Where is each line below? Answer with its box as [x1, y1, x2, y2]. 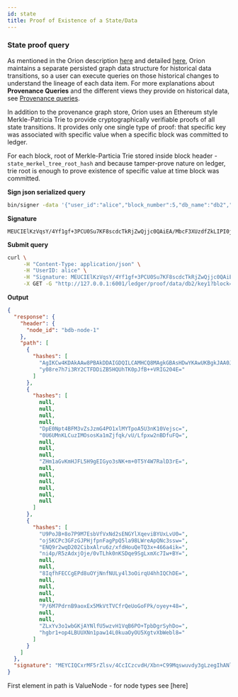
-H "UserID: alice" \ [23, 267, 87, 275]
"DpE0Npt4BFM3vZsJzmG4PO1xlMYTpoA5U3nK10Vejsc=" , [38, 425, 189, 432]
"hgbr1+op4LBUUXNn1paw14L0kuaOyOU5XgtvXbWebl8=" [38, 629, 186, 636]
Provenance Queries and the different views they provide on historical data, [7, 86, 230, 95]
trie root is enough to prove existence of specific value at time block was [7, 166, 220, 175]
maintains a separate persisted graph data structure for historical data [7, 64, 212, 72]
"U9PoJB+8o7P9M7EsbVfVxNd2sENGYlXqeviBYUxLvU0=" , [38, 530, 189, 538]
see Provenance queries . [7, 93, 80, 103]
